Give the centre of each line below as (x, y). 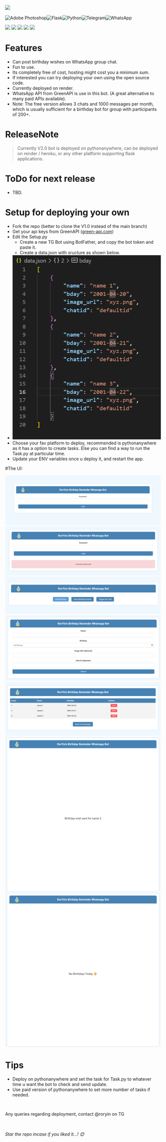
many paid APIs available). (39, 99)
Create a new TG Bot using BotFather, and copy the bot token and (87, 242)
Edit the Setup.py (30, 237)
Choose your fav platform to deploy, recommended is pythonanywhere (84, 443)
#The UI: (14, 468)
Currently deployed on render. (43, 88)
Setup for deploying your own (67, 213)
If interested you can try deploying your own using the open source (81, 77)
